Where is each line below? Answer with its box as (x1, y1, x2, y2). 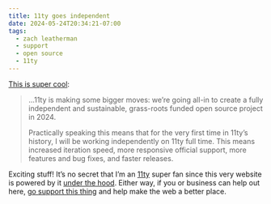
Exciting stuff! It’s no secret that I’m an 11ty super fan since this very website (8, 169, 262, 179)
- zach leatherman (15, 34, 78, 43)
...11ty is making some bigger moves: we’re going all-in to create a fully (28, 95, 264, 104)
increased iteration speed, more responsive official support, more (28, 145, 247, 155)
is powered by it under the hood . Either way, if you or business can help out (8, 177, 260, 187)
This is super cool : (8, 79, 70, 89)
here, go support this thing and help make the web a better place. (8, 186, 227, 196)
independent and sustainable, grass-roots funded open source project (28, 103, 263, 113)
